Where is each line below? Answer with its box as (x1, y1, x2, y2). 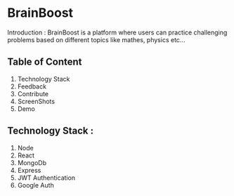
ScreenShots (17, 97, 55, 105)
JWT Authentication (17, 174, 76, 182)
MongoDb (17, 158, 47, 166)
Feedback (17, 82, 47, 91)
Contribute (17, 89, 49, 98)
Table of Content (7, 56, 82, 68)
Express (17, 166, 41, 174)
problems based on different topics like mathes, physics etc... (7, 35, 186, 44)
